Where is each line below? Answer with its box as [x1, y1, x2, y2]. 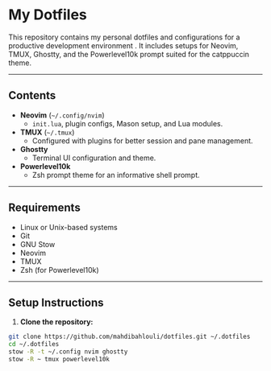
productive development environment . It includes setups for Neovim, [8, 40, 239, 50]
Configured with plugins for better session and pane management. [31, 135, 253, 146]
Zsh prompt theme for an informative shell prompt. [31, 170, 200, 179]
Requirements [8, 201, 81, 215]
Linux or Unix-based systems [19, 222, 119, 232]
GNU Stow [19, 239, 56, 249]
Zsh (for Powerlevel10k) [19, 265, 99, 274]
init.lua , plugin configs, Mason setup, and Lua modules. [31, 118, 223, 128]
